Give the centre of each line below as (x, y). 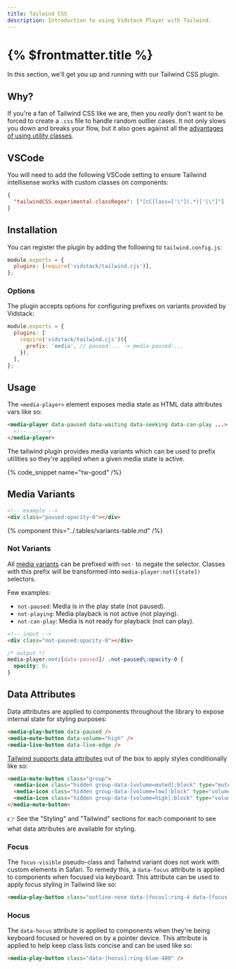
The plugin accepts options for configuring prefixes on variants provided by (117, 306)
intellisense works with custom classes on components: (88, 183)
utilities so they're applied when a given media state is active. (96, 459)
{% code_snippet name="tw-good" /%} (65, 472)
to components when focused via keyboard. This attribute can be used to (113, 877)
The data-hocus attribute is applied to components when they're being (109, 930)
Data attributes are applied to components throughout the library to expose (116, 711)
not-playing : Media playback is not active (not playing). (98, 613)
